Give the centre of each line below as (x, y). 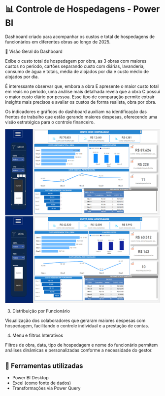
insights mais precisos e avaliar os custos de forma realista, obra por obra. (81, 102)
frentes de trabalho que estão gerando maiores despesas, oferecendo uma (81, 117)
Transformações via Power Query (46, 388)
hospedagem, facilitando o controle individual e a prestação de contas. (77, 326)
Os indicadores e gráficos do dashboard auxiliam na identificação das (76, 112)
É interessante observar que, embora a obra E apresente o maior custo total (82, 86)
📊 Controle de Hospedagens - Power (82, 9)
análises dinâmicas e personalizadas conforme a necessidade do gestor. (79, 350)
